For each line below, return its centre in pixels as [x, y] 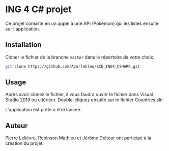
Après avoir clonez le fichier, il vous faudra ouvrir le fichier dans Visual [79, 95]
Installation [23, 45]
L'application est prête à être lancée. [44, 110]
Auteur [17, 126]
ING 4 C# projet [38, 9]
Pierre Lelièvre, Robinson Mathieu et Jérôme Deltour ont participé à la [78, 138]
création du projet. [25, 143]
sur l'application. [23, 28]
